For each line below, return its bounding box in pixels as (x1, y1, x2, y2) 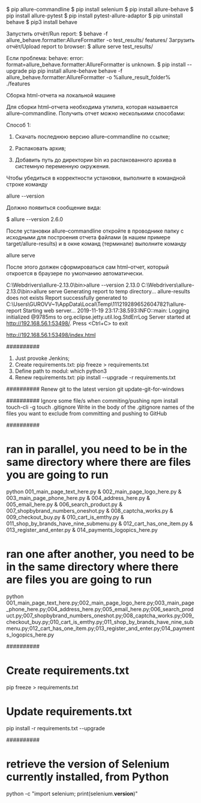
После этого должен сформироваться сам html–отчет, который (6, 263, 169, 270)
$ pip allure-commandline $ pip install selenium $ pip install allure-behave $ (6, 6, 194, 13)
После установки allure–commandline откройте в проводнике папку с (6, 227, 184, 234)
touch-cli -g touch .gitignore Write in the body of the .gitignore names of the (6, 403, 195, 411)
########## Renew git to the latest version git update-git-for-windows (6, 385, 185, 392)
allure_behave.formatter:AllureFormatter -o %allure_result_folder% (6, 74, 171, 81)
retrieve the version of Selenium (6, 757, 170, 771)
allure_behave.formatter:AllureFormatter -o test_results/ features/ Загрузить (6, 37, 195, 43)
